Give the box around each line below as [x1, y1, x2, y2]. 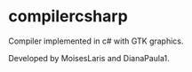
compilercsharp [8, 6, 128, 27]
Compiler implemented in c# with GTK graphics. [8, 36, 184, 46]
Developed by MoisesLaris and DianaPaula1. [8, 52, 170, 63]
